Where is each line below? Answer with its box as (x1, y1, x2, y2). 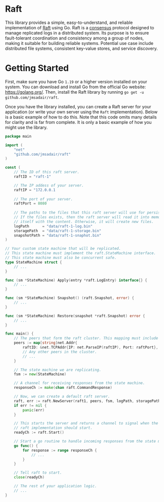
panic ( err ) (22, 407, 45, 413)
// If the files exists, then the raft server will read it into (14, 215, 150, 220)
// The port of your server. (14, 197, 73, 201)
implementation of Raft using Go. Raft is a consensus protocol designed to (5, 24, 155, 30)
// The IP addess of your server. (14, 183, 84, 188)
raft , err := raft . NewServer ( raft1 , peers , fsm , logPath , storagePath (14, 399, 161, 403)
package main (5, 134, 32, 139)
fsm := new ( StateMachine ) (14, 372, 67, 377)
